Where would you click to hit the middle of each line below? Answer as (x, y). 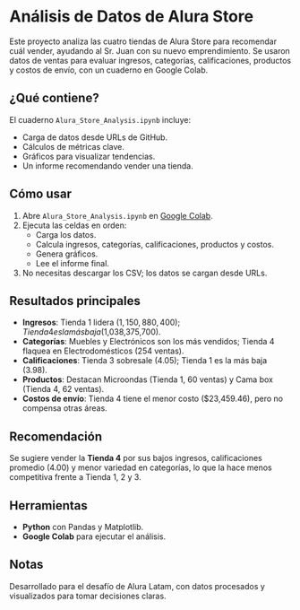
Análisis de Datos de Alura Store (131, 17)
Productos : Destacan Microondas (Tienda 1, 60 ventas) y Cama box (147, 379)
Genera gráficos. (67, 254)
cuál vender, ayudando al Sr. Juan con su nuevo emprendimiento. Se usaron (150, 50)
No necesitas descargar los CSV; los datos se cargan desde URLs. (145, 273)
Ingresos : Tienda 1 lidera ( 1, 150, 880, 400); (101, 322)
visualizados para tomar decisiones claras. (88, 596)
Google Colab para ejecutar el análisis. (94, 536)
